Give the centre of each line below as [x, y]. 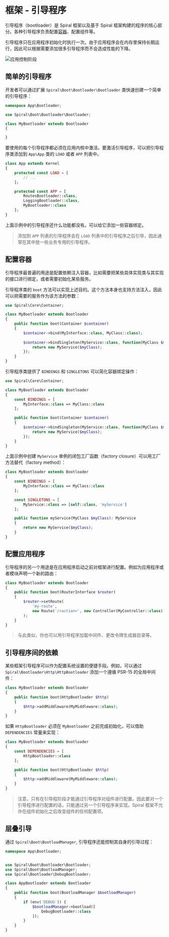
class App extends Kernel [32, 164]
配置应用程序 [25, 554]
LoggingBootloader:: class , [52, 201]
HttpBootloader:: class [47, 756]
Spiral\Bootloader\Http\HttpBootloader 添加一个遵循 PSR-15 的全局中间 [80, 672]
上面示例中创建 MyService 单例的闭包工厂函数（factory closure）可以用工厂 [83, 456]
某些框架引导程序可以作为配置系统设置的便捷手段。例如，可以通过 [73, 666]
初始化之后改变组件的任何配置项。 [70, 812]
